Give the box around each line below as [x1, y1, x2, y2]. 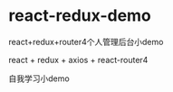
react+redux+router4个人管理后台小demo [8, 36, 164, 47]
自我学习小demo [8, 73, 70, 84]
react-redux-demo [8, 5, 151, 26]
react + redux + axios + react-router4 [8, 54, 149, 65]
